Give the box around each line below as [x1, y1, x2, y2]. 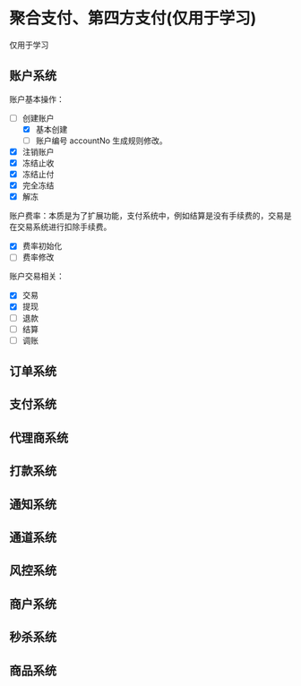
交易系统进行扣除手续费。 [16, 221, 112, 233]
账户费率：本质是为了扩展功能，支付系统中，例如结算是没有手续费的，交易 [9, 210, 284, 221]
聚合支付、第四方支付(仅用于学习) [9, 8, 257, 29]
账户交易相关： [9, 270, 64, 282]
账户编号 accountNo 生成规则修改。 [35, 135, 168, 146]
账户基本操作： [9, 93, 64, 104]
